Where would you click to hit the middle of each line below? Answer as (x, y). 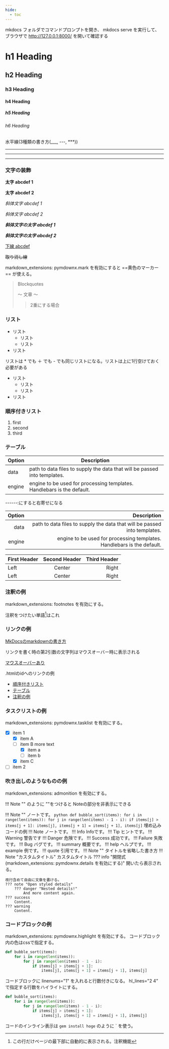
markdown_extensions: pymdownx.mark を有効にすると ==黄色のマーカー (82, 268)
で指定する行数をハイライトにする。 (43, 987)
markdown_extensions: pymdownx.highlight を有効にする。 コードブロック (83, 936)
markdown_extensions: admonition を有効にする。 (57, 793)
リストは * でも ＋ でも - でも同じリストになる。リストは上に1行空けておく (82, 361)
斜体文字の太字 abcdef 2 (31, 236)
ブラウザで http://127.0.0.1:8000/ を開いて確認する (57, 36)
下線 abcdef (18, 246)
